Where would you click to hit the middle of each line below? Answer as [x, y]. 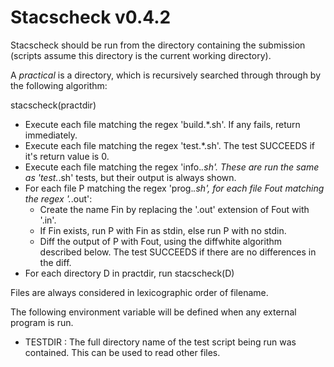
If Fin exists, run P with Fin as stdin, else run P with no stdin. [163, 230]
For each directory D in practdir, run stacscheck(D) [129, 273]
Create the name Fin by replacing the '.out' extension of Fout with [174, 209]
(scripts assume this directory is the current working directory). [141, 55]
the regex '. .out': [58, 198]
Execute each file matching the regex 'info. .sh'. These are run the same [172, 167]
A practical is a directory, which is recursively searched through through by [166, 75]
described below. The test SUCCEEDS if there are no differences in [178, 252]
